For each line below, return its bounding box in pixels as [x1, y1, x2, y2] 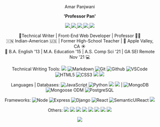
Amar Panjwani [64, 4, 95, 9]
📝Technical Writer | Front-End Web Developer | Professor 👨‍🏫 [19, 33, 141, 39]
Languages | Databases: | [10, 82, 123, 87]
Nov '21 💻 [69, 54, 91, 60]
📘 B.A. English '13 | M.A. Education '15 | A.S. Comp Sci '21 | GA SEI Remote [4, 49, 155, 54]
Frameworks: [4, 97, 31, 103]
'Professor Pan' [63, 13, 96, 19]
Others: [48, 107, 63, 113]
